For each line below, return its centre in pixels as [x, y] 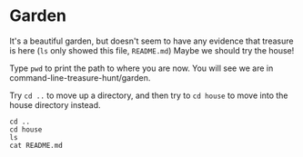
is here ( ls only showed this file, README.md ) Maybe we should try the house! [152, 50]
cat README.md [36, 145]
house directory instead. [55, 104]
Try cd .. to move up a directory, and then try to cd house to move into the [149, 95]
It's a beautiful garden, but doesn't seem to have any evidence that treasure [151, 41]
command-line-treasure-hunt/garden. [80, 77]
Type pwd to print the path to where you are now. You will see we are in [141, 68]
